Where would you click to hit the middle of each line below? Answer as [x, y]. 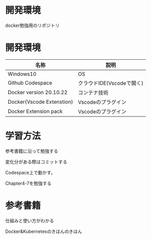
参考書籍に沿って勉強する [32, 151]
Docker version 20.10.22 [38, 92]
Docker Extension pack [35, 111]
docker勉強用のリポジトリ [32, 25]
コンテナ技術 [93, 93]
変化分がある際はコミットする [36, 162]
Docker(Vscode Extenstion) [40, 102]
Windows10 [22, 74]
